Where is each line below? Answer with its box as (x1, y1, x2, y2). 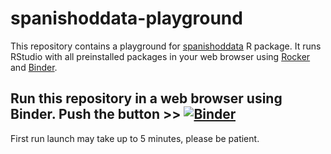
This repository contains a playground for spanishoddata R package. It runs (10, 40, 322, 52)
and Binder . (10, 61, 58, 73)
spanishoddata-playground (10, 7, 243, 30)
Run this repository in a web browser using (10, 90, 283, 107)
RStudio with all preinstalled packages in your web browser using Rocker (10, 50, 311, 62)
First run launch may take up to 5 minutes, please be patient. (10, 132, 260, 144)
